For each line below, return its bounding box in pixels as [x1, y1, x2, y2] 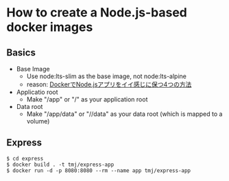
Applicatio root [16, 88, 59, 96]
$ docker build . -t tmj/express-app [6, 161, 114, 168]
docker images [6, 19, 93, 35]
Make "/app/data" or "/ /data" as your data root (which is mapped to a [26, 110, 223, 118]
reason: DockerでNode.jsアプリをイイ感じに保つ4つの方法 [26, 80, 192, 88]
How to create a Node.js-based [6, 5, 188, 21]
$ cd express [6, 155, 44, 162]
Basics [6, 47, 36, 58]
